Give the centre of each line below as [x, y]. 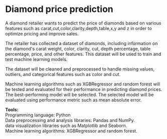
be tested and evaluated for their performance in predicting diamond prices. [84, 89]
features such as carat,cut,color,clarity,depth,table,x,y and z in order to [78, 28]
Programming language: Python [38, 115]
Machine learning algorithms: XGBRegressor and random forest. [71, 130]
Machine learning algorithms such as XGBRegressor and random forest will [83, 84]
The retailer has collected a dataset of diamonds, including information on [81, 43]
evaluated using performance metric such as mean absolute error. [73, 100]
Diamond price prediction [59, 9]
